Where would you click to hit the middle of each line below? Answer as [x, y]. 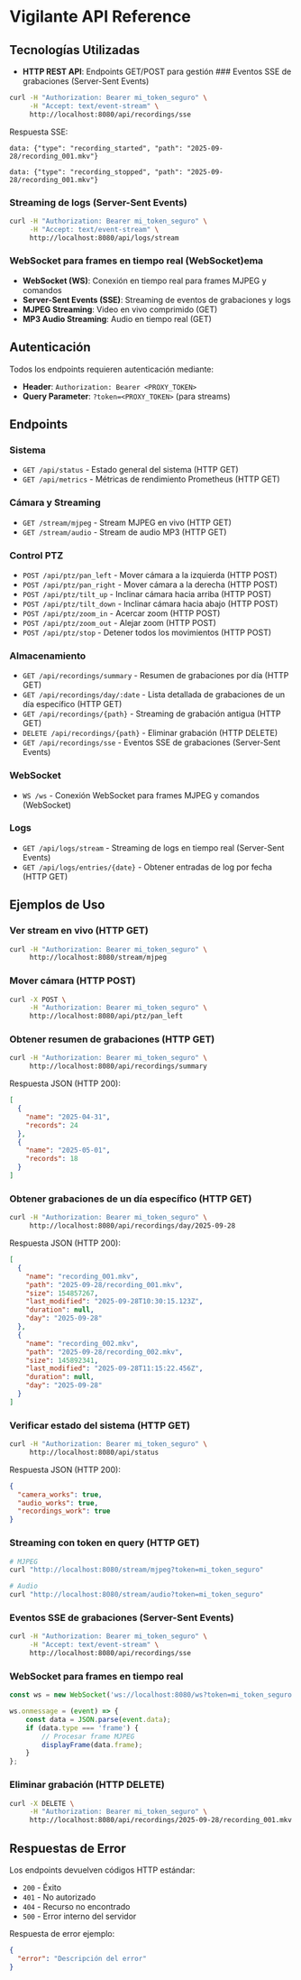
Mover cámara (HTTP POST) [73, 981]
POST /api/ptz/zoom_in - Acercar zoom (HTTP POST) [121, 613]
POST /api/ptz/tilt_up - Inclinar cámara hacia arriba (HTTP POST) [147, 594]
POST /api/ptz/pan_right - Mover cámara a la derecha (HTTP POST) [150, 585]
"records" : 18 [52, 1159]
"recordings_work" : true [64, 1511]
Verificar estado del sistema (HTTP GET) [100, 1425]
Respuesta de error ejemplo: [62, 1933]
